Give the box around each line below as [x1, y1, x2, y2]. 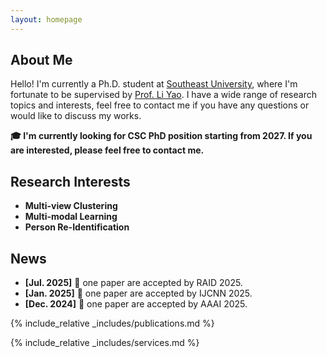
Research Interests [10, 173, 131, 190]
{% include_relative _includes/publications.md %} [10, 317, 215, 330]
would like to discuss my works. [10, 110, 142, 122]
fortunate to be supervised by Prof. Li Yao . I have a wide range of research [10, 89, 317, 101]
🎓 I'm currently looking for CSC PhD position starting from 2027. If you [10, 130, 313, 142]
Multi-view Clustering [24, 200, 118, 212]
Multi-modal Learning [24, 211, 118, 223]
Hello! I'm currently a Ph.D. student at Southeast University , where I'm [10, 78, 298, 90]
